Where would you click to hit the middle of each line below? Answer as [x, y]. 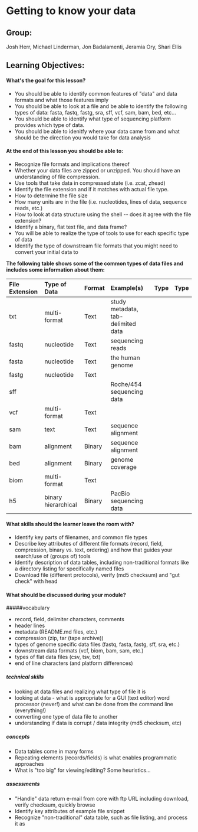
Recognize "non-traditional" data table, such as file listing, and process [101, 818]
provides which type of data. [49, 125]
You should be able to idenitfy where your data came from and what [97, 131]
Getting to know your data [71, 11]
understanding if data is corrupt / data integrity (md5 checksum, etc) [98, 723]
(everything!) [30, 710]
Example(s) [127, 288]
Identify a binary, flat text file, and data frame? [71, 227]
